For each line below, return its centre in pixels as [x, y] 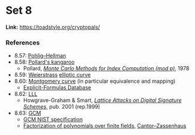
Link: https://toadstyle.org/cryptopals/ [53, 27]
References [23, 43]
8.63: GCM [28, 113]
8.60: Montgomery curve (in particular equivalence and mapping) [95, 81]
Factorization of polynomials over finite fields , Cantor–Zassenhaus [105, 126]
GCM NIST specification [53, 119]
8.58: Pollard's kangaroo [45, 62]
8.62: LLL [26, 94]
